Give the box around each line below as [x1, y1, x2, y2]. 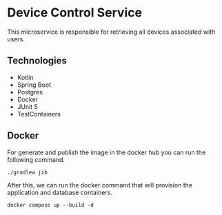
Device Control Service [7, 5, 143, 21]
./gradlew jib [7, 169, 48, 176]
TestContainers [17, 110, 61, 118]
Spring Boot [17, 81, 52, 89]
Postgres [17, 88, 43, 96]
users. [7, 34, 26, 43]
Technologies [7, 55, 68, 67]
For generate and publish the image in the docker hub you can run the [7, 148, 206, 156]
